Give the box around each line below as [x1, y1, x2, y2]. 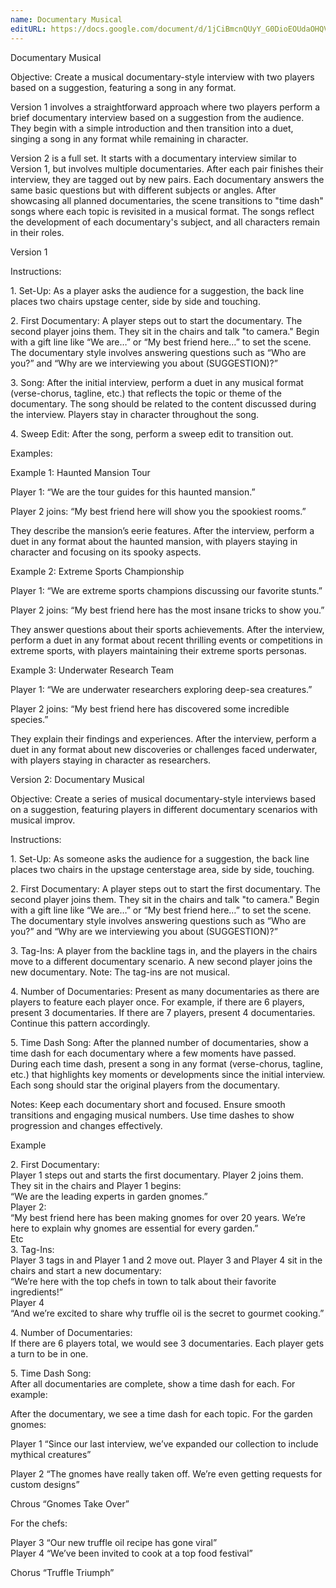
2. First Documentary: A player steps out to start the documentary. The [10, 314, 303, 326]
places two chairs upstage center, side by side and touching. [10, 295, 261, 307]
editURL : [10, 24, 47, 34]
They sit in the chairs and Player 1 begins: [10, 1179, 182, 1191]
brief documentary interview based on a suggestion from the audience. [10, 111, 305, 123]
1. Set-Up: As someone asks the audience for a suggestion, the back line [10, 852, 310, 865]
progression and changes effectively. [10, 1119, 163, 1131]
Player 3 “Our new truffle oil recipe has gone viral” [10, 1536, 218, 1548]
